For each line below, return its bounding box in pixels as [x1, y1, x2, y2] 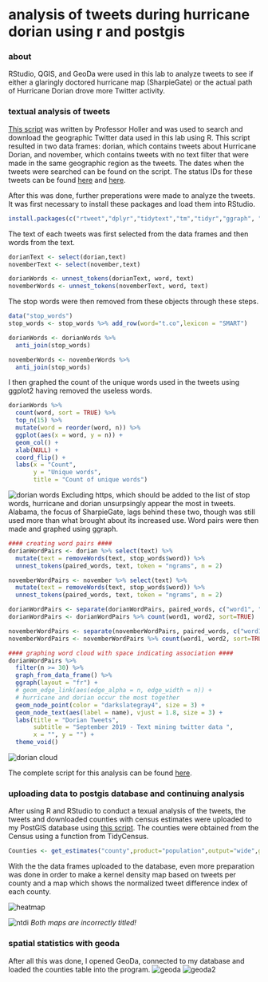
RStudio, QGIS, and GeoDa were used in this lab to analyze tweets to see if [8, 69, 254, 79]
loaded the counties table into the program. [8, 964, 151, 974]
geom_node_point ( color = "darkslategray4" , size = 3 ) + [15, 701, 205, 709]
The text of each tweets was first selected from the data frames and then [8, 229, 249, 239]
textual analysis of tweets [8, 106, 111, 117]
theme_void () [15, 738, 59, 746]
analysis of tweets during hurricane [8, 6, 250, 24]
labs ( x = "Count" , [15, 461, 77, 469]
